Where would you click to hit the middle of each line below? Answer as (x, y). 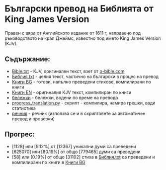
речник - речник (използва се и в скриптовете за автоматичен (79, 113)
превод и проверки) (33, 119)
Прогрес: (20, 134)
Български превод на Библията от (79, 9)
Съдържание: (27, 59)
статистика (24, 108)
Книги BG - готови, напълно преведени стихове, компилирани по (82, 82)
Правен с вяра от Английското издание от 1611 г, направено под (73, 33)
